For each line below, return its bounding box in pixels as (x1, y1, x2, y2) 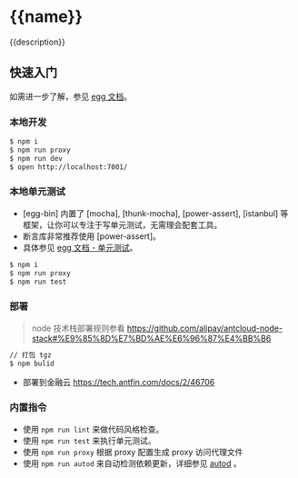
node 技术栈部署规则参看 (31, 323, 125, 334)
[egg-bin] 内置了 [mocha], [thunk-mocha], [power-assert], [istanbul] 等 (22, 207, 289, 219)
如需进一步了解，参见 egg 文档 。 (9, 91, 133, 102)
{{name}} (9, 6, 84, 27)
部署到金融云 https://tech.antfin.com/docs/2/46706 (22, 376, 215, 387)
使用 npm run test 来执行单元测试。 (22, 434, 156, 446)
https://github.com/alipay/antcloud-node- (126, 323, 283, 334)
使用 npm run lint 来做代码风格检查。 (22, 423, 164, 434)
